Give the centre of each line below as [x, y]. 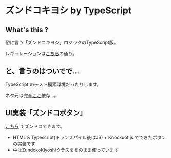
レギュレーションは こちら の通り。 [41, 53]
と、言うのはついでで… [42, 71]
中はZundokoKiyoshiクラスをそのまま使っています [66, 150]
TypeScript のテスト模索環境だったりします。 [53, 84]
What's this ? [27, 29]
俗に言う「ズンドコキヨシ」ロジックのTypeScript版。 [62, 42]
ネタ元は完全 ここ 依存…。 [32, 95]
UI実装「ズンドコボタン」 [46, 113]
